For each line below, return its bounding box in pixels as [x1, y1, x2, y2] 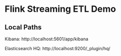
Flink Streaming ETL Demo [4, 3, 117, 15]
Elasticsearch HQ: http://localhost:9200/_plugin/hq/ [4, 46, 111, 51]
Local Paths [4, 23, 42, 31]
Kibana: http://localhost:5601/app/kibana [4, 36, 89, 42]
